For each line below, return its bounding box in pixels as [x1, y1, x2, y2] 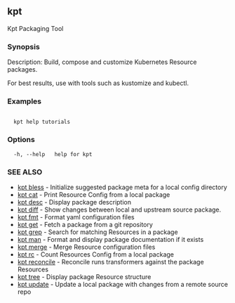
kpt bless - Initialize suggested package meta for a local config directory [17, 183, 228, 191]
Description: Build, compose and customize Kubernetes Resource [7, 58, 197, 66]
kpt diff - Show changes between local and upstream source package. [17, 205, 222, 214]
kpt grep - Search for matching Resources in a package [17, 228, 178, 236]
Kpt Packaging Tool [7, 24, 64, 32]
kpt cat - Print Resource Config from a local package [17, 191, 170, 199]
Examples [7, 96, 42, 106]
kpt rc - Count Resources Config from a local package [17, 250, 174, 259]
